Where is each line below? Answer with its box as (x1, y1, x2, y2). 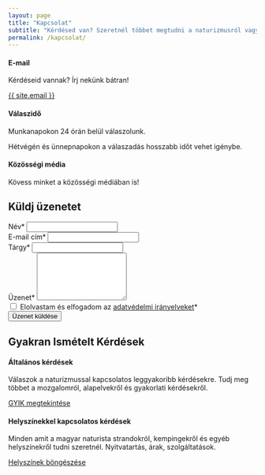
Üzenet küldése (12, 312, 58, 320)
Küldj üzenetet (8, 200, 81, 214)
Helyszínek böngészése (8, 458, 87, 467)
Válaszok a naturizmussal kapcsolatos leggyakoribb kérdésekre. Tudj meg (8, 375, 249, 384)
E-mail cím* (8, 232, 47, 241)
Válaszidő (8, 109, 42, 118)
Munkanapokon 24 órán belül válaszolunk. (8, 126, 146, 136)
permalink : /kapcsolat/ (8, 33, 87, 42)
